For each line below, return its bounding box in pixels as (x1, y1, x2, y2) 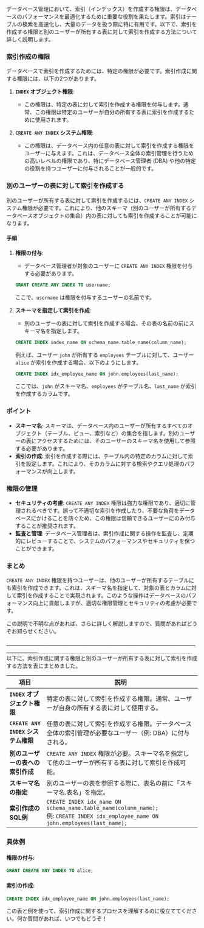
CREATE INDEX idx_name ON (46, 798, 121, 806)
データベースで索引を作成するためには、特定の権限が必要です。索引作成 (6, 68, 186, 75)
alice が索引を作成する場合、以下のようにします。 (15, 359, 142, 366)
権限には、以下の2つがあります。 (16, 75, 100, 82)
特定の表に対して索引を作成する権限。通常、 (46, 695, 174, 703)
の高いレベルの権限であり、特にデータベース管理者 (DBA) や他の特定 (24, 157, 196, 164)
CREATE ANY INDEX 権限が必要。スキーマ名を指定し (46, 750, 189, 758)
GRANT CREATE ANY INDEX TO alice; (6, 868, 94, 874)
